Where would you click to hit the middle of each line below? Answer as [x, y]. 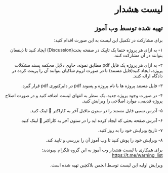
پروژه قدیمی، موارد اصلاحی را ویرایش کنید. [122, 101]
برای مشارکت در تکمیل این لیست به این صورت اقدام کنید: [108, 40]
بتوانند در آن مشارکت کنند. [138, 55]
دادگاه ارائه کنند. [148, 76]
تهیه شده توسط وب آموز [129, 28]
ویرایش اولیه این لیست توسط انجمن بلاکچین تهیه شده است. [107, 165]
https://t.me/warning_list [137, 155]
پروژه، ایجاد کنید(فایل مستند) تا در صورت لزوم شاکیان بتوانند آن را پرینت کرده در [87, 70]
